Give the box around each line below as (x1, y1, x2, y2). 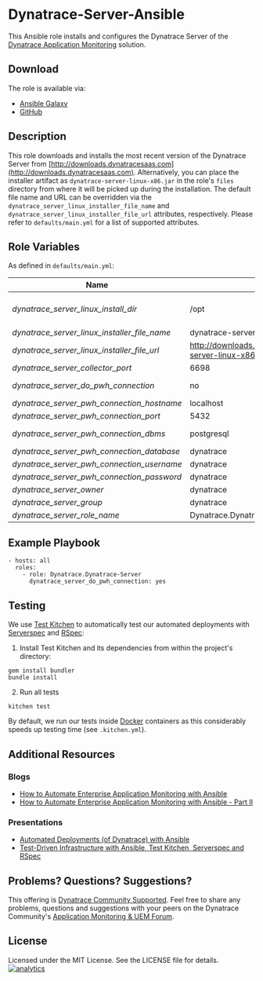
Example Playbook (8, 536, 100, 549)
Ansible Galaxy (19, 98, 68, 108)
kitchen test (8, 703, 51, 711)
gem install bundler (8, 667, 76, 675)
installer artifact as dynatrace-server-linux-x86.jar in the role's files (8, 175, 234, 185)
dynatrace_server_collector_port (12, 362, 132, 373)
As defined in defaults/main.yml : (8, 261, 115, 270)
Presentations (8, 817, 63, 828)
